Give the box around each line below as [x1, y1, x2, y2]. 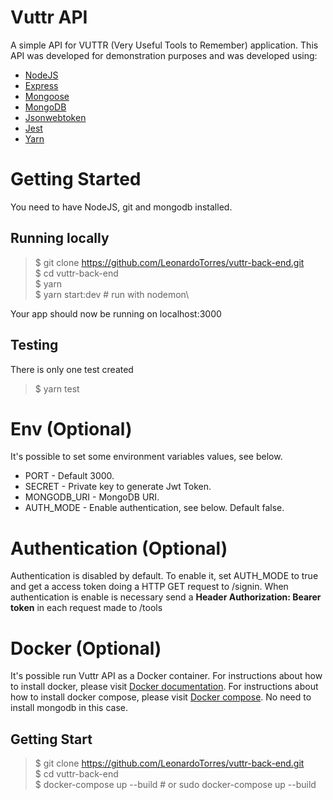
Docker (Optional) [10, 637, 162, 660]
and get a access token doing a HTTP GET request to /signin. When [10, 581, 289, 593]
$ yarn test [34, 382, 80, 395]
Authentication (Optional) [10, 537, 228, 560]
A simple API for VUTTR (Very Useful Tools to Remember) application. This [10, 39, 319, 51]
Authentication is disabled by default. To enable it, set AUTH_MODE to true [10, 570, 319, 582]
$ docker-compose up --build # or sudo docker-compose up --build [34, 779, 317, 791]
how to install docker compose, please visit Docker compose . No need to [10, 691, 312, 703]
